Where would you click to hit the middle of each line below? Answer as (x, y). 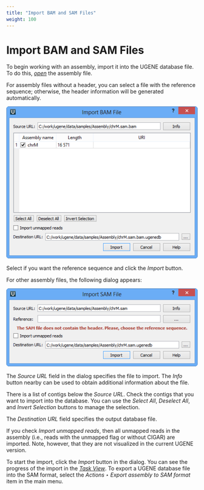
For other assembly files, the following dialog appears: (74, 280)
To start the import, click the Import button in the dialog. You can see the (97, 462)
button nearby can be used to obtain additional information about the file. (98, 382)
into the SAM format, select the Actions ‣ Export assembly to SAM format (98, 475)
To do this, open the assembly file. (49, 74)
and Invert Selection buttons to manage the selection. (73, 407)
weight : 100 (21, 19)
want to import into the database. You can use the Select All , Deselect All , (98, 401)
